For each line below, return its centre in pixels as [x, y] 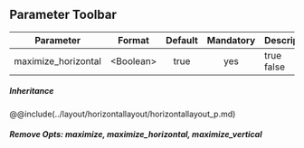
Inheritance [32, 91]
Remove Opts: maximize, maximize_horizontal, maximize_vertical [136, 134]
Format [133, 40]
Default [182, 40]
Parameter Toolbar [63, 15]
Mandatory [231, 40]
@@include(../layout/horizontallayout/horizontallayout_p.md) [123, 114]
